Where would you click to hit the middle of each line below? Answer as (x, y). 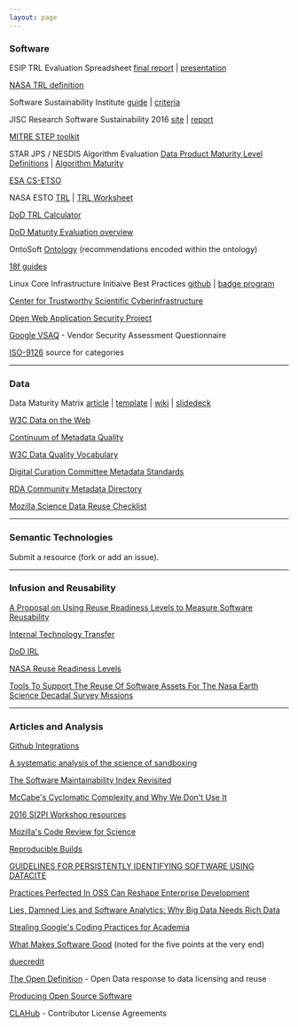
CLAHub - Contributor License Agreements (88, 1014)
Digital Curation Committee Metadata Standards (97, 472)
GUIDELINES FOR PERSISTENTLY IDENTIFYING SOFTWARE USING (132, 866)
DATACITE (28, 876)
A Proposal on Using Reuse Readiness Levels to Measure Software (131, 607)
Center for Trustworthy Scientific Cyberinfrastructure (106, 300)
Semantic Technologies (61, 538)
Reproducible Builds (46, 849)
